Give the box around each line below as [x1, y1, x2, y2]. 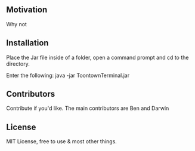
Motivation [6, 5, 48, 15]
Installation [6, 38, 49, 48]
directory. [6, 60, 30, 67]
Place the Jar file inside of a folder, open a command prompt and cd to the [6, 54, 189, 61]
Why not [6, 20, 27, 27]
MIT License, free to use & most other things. [6, 138, 117, 145]
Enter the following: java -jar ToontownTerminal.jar [6, 72, 130, 79]
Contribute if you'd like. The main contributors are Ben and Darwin [6, 104, 169, 112]
